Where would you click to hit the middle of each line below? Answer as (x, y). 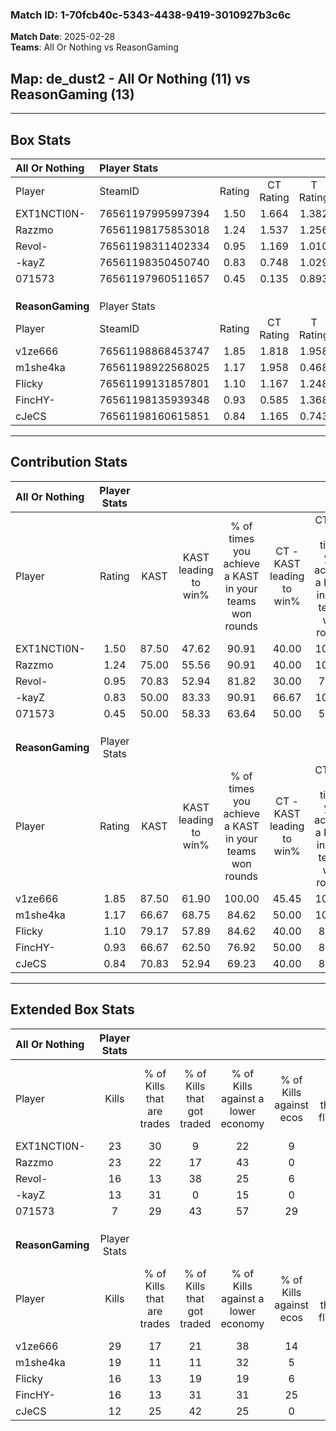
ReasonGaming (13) (72, 94)
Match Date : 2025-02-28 (63, 37)
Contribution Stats (69, 462)
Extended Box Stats (72, 1009)
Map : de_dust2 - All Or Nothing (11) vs (130, 78)
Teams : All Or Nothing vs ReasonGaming (94, 47)
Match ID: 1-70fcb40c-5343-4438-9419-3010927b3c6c (151, 15)
